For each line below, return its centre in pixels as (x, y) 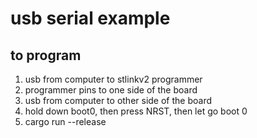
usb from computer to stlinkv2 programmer (113, 79)
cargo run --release (65, 121)
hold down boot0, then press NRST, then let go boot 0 (136, 111)
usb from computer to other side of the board (118, 100)
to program (46, 55)
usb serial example (90, 18)
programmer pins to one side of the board (111, 90)
